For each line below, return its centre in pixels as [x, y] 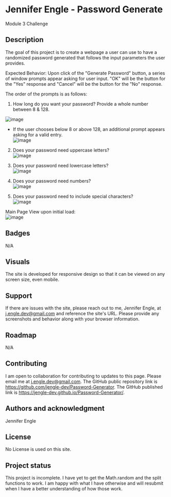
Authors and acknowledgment [55, 408]
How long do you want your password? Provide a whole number [80, 104]
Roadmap [21, 335]
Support [19, 295]
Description [24, 40]
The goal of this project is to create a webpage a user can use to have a [81, 52]
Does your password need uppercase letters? [61, 150]
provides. [15, 63]
